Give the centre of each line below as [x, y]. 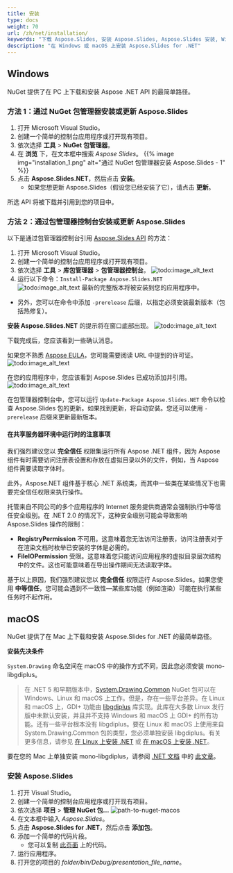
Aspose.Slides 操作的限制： [47, 524]
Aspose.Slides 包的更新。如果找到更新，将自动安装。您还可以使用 [109, 408]
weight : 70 [23, 26]
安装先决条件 [25, 651]
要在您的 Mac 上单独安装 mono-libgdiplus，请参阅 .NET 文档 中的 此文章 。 [113, 756]
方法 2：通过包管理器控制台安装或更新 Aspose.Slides [96, 222]
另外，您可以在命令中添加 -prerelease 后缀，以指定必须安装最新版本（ [118, 302]
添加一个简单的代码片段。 [54, 836]
